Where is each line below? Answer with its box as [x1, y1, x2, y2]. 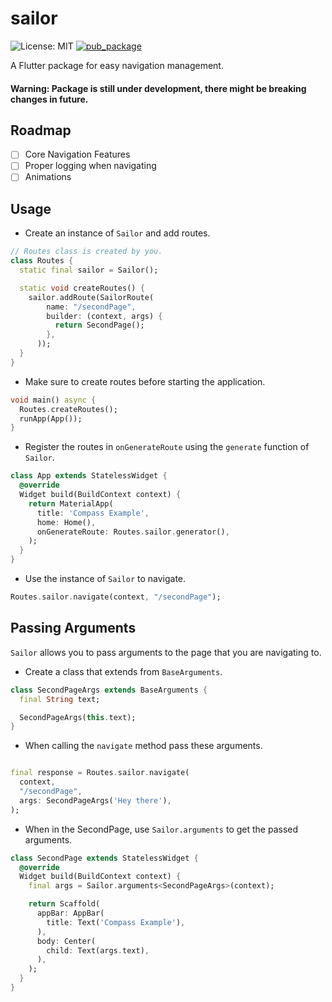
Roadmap [10, 122, 72, 139]
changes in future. [10, 93, 89, 105]
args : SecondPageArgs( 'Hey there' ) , [19, 795, 172, 806]
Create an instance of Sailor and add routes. [24, 227, 211, 239]
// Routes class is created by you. [10, 247, 163, 257]
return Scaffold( [28, 899, 101, 909]
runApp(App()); [19, 413, 83, 424]
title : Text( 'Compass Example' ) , [46, 917, 186, 927]
